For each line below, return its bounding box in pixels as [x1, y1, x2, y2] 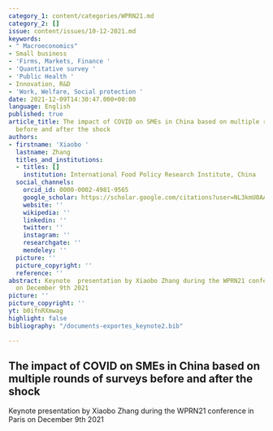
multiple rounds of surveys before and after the [8, 372, 253, 385]
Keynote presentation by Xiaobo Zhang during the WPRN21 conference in [8, 406, 254, 416]
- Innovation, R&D [8, 80, 71, 88]
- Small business [8, 50, 67, 58]
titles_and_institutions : [15, 155, 104, 163]
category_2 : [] [8, 20, 60, 28]
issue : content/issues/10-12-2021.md [8, 27, 136, 35]
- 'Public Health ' [8, 72, 75, 81]
